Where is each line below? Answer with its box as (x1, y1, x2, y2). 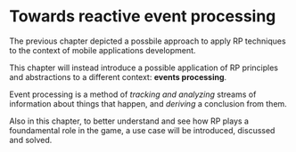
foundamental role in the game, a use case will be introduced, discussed (9, 124, 275, 135)
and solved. (9, 134, 53, 145)
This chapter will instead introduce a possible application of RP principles (9, 62, 279, 73)
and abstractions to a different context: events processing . (9, 71, 227, 82)
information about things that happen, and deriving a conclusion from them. (9, 98, 287, 108)
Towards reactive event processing (9, 6, 276, 27)
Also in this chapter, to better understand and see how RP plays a (9, 116, 250, 126)
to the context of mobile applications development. (9, 44, 196, 55)
